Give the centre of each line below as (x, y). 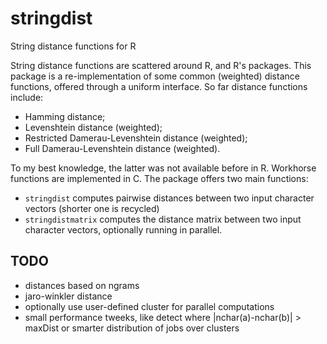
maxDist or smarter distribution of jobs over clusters (132, 328)
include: (27, 97)
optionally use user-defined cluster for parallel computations (149, 306)
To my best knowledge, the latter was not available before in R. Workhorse (163, 168)
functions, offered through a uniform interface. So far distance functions (159, 86)
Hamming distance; (65, 116)
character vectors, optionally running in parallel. (123, 229)
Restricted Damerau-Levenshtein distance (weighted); (136, 138)
